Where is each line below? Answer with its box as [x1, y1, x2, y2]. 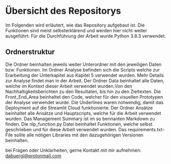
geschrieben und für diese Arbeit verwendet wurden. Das [5, 126, 127, 132]
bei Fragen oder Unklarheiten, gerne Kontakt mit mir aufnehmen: [5, 147, 142, 153]
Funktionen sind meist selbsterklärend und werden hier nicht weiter [5, 27, 147, 33]
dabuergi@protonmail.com [5, 152, 61, 158]
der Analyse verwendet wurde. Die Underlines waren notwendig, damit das [5, 99, 164, 105]
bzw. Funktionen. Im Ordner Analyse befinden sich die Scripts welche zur [5, 66, 160, 73]
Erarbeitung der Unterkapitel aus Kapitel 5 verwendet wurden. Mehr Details [5, 72, 164, 78]
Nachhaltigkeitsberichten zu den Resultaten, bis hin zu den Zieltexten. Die [5, 88, 161, 95]
